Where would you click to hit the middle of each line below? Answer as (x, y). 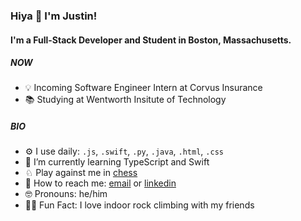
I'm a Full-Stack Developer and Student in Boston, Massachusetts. (151, 40)
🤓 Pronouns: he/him (66, 194)
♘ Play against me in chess (81, 173)
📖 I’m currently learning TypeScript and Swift (117, 162)
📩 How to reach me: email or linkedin (100, 183)
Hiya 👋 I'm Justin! (54, 16)
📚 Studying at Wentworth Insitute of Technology (125, 100)
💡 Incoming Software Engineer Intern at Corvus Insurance (143, 88)
